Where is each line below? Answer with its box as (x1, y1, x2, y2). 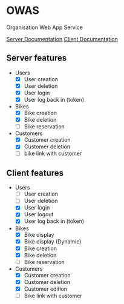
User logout (24, 211, 54, 218)
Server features (6, 53, 67, 64)
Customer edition (24, 285, 68, 292)
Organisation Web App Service (6, 24, 83, 31)
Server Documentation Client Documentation (6, 35, 118, 42)
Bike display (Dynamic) (24, 237, 82, 245)
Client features (6, 168, 64, 178)
